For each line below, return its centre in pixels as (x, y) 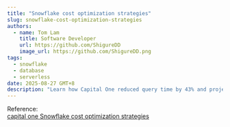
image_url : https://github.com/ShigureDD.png (86, 52)
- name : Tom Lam (36, 32)
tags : (15, 58)
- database (29, 70)
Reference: (23, 109)
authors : (20, 26)
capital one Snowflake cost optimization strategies (78, 116)
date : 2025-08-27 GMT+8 (41, 83)
